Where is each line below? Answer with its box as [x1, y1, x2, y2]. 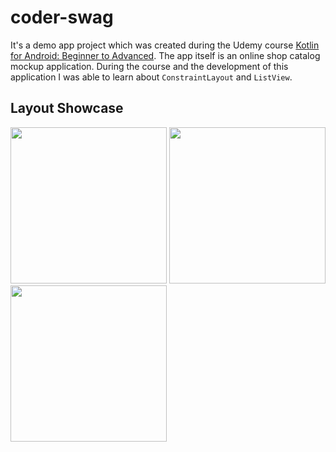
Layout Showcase [10, 100, 124, 117]
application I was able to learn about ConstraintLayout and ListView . [10, 71, 293, 83]
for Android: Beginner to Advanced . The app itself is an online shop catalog [10, 49, 321, 61]
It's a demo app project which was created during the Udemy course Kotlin [10, 39, 320, 51]
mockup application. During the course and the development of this [10, 60, 289, 72]
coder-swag [10, 6, 114, 29]
